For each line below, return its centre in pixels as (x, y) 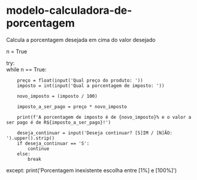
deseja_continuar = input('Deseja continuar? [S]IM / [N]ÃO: (95, 133)
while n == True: (26, 69)
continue (39, 148)
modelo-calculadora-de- (69, 10)
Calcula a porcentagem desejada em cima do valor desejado (81, 40)
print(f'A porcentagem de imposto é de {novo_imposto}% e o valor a (104, 117)
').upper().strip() (31, 138)
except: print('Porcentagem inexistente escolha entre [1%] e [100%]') (92, 170)
